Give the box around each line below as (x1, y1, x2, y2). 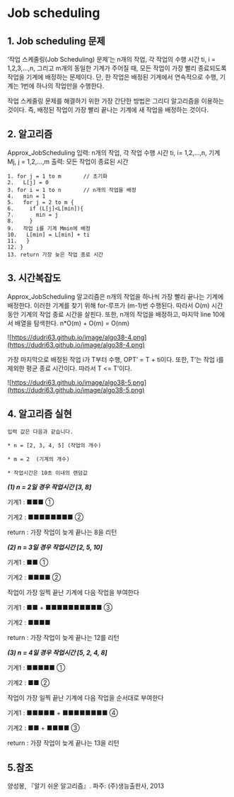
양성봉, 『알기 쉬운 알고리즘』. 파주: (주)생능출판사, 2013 (7, 781, 165, 791)
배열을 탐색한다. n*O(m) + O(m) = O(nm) (14, 319, 130, 327)
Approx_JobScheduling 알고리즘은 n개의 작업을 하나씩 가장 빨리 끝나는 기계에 (7, 292, 224, 300)
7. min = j (7, 211, 59, 218)
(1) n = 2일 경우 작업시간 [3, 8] (7, 483, 92, 492)
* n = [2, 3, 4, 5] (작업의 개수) (7, 442, 102, 449)
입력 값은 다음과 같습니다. (7, 429, 74, 436)
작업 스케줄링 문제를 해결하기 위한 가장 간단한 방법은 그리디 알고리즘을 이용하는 (7, 97, 225, 105)
